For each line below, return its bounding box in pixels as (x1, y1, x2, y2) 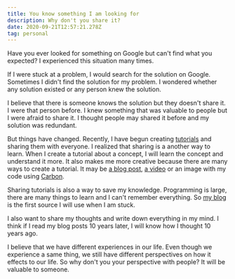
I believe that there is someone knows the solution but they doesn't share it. (7, 99, 226, 108)
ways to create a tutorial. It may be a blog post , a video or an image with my (7, 164, 227, 173)
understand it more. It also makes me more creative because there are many (7, 157, 228, 166)
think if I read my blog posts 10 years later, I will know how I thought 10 (7, 222, 211, 231)
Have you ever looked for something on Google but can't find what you (7, 49, 213, 58)
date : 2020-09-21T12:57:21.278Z (7, 23, 102, 30)
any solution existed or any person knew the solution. (7, 85, 161, 93)
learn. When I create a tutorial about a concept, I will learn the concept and (7, 150, 224, 158)
